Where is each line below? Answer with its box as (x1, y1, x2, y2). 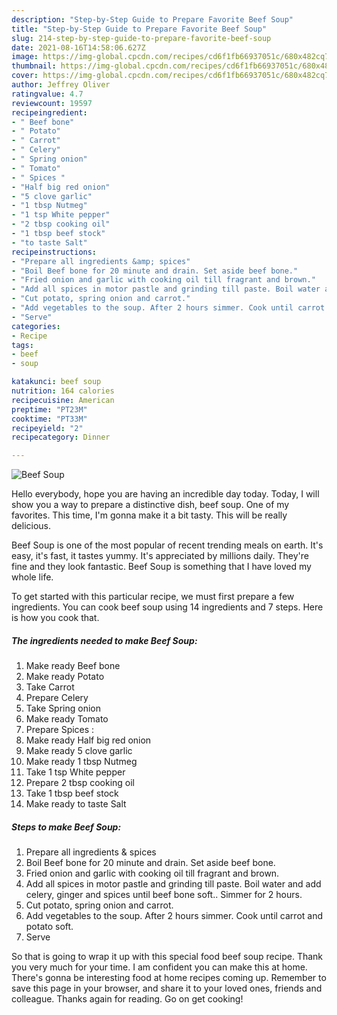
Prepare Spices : (25, 724, 95, 736)
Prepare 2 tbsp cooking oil (25, 777, 136, 789)
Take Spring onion (25, 702, 102, 715)
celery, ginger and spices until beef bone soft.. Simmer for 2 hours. (25, 889, 303, 901)
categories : (11, 321, 61, 331)
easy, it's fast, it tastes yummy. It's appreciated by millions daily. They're (11, 550, 310, 562)
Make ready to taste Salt (25, 798, 127, 810)
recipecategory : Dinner (11, 432, 111, 443)
